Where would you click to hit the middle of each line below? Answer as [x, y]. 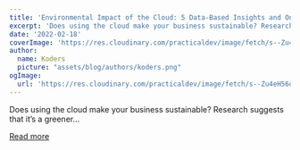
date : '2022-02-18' [46, 34]
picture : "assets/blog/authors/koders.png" [99, 68]
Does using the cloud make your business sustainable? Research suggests [146, 109]
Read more [29, 136]
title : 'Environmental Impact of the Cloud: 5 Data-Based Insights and [145, 17]
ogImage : [25, 76]
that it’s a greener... [45, 119]
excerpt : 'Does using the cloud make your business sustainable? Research [151, 26]
